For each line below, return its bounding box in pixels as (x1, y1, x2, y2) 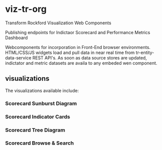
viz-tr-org (5, 3, 47, 15)
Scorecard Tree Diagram (5, 126, 66, 133)
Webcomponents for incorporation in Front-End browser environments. (5, 44, 151, 50)
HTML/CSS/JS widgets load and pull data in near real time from (5, 50, 135, 55)
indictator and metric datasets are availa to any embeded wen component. (5, 60, 158, 66)
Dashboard (5, 35, 28, 41)
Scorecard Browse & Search (5, 140, 74, 147)
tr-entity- (136, 50, 155, 55)
